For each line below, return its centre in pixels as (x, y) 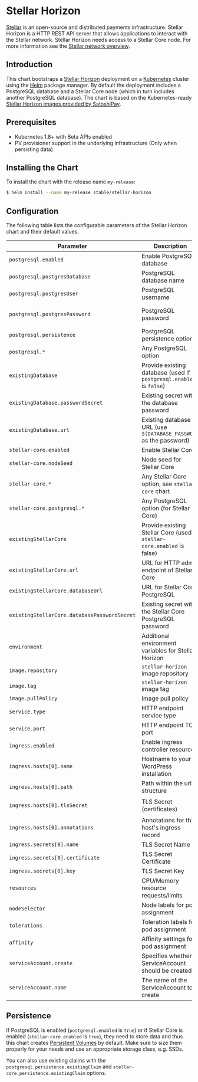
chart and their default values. (43, 232)
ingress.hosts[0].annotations (52, 828)
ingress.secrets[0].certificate (55, 858)
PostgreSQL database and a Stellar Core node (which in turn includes (90, 91)
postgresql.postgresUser (44, 294)
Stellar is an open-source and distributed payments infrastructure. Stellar (95, 27)
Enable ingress (162, 742)
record (151, 835)
